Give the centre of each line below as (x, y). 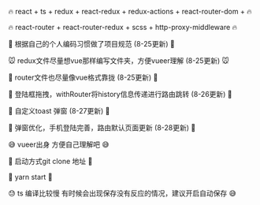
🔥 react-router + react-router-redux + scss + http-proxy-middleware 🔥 (123, 27)
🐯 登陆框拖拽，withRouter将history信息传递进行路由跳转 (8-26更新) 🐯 (120, 94)
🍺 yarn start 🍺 (30, 177)
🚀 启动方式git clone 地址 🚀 (50, 161)
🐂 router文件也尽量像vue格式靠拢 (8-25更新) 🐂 (83, 77)
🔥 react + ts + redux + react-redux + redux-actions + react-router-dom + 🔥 (130, 11)
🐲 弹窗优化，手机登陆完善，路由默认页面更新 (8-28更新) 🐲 (102, 128)
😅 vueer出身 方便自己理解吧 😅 (59, 144)
